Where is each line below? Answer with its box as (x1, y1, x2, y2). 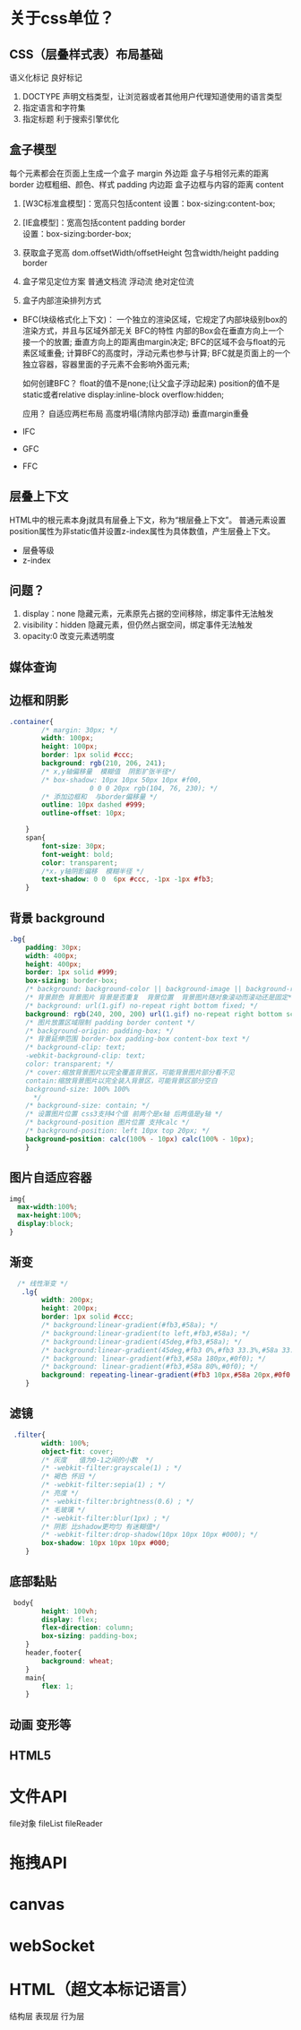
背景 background (9, 911, 106, 926)
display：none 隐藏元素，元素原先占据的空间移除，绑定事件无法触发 (21, 609, 274, 619)
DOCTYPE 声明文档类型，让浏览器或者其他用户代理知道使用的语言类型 (21, 91, 282, 101)
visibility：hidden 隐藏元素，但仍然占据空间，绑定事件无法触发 (21, 619, 254, 630)
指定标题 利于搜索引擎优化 (21, 114, 119, 124)
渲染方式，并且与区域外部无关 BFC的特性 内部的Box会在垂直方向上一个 (21, 324, 285, 336)
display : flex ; (41, 1615, 99, 1624)
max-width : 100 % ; (17, 1203, 78, 1212)
